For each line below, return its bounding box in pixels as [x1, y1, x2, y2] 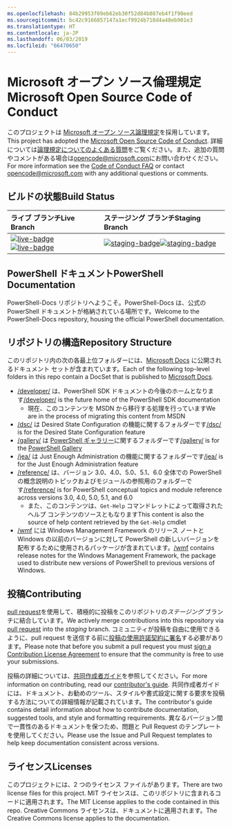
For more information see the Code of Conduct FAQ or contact [7, 161, 184, 170]
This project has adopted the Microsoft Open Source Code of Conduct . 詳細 [7, 136, 223, 145]
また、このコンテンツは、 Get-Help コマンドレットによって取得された [27, 501, 223, 510]
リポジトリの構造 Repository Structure [7, 337, 173, 348]
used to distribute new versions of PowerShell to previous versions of [17, 559, 215, 567]
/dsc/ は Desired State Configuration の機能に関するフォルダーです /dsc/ [17, 420, 222, 429]
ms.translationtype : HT [7, 23, 76, 30]
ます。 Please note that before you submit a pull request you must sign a [7, 642, 212, 651]
